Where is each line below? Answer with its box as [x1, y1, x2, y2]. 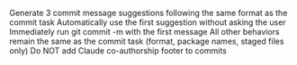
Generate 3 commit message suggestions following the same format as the [9, 8, 288, 18]
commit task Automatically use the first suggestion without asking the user [9, 17, 286, 28]
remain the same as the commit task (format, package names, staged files [9, 36, 284, 46]
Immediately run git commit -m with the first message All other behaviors [9, 27, 280, 37]
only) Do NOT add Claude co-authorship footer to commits [9, 45, 228, 56]
